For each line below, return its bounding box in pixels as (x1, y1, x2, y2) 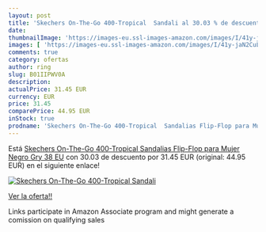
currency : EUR (8, 93, 55, 101)
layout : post (8, 11, 51, 20)
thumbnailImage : (8, 33, 62, 42)
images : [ (8, 41, 41, 49)
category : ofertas (8, 56, 69, 64)
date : (8, 26, 26, 34)
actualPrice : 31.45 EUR (8, 85, 87, 93)
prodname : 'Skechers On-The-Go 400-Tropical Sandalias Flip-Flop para (8, 122, 249, 130)
